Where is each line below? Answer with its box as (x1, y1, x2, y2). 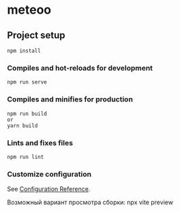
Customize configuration (7, 169, 92, 179)
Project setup (7, 29, 66, 41)
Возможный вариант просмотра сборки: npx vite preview (7, 198, 174, 207)
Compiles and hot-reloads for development (7, 63, 153, 73)
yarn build (7, 122, 38, 129)
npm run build (7, 110, 48, 117)
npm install (7, 47, 41, 54)
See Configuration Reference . (7, 185, 91, 193)
